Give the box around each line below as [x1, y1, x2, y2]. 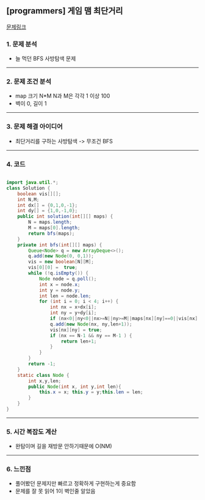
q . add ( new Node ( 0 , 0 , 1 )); [28, 253, 95, 259]
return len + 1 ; [60, 338, 97, 345]
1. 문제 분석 [6, 40, 37, 48]
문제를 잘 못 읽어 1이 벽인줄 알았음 [15, 487, 96, 495]
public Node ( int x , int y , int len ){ [28, 384, 121, 390]
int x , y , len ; [28, 377, 62, 384]
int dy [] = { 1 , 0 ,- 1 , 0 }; [17, 208, 78, 214]
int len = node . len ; [38, 293, 92, 299]
